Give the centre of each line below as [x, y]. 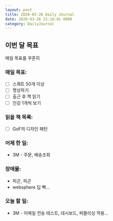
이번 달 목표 [22, 45]
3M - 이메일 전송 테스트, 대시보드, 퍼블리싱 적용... [60, 213]
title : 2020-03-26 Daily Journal [40, 14]
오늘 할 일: [17, 201]
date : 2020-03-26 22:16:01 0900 [39, 19]
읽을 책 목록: [19, 117]
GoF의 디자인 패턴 [30, 129]
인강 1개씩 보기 [27, 103]
